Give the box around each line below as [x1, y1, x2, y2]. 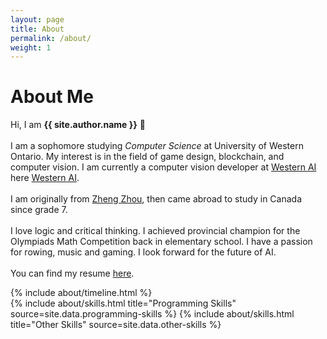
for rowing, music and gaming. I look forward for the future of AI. [10, 246, 277, 258]
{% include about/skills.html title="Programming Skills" [10, 297, 237, 310]
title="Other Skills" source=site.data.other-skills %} [10, 319, 222, 331]
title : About [10, 24, 65, 34]
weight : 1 [10, 42, 52, 53]
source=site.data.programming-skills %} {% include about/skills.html [10, 308, 295, 320]
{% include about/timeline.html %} [10, 287, 153, 299]
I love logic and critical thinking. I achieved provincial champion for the [10, 225, 301, 237]
